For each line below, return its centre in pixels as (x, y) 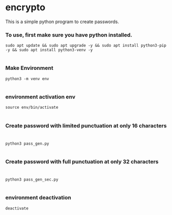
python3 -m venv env (27, 79)
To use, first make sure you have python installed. (69, 35)
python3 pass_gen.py (27, 143)
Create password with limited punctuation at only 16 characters (86, 126)
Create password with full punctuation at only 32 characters (82, 162)
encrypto (25, 7)
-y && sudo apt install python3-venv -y (49, 50)
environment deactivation (38, 198)
